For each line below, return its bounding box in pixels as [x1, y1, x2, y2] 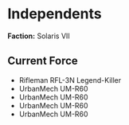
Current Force [7, 54, 79, 68]
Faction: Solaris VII [7, 31, 71, 41]
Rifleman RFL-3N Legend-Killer [18, 75, 122, 84]
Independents [7, 5, 102, 23]
